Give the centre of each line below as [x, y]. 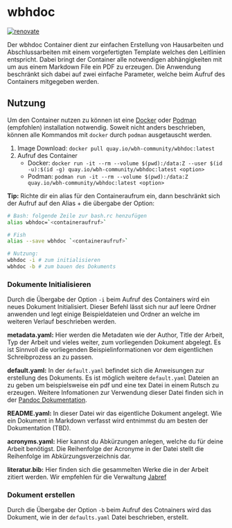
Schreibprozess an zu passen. [50, 357]
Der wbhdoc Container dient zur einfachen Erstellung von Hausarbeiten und [115, 44]
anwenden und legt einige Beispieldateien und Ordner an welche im [104, 314]
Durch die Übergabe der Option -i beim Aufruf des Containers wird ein [108, 299]
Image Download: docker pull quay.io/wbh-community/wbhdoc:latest [116, 148]
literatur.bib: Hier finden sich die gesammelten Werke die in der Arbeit [108, 470]
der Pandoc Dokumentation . [47, 400]
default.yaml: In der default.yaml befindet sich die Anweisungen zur [106, 371]
